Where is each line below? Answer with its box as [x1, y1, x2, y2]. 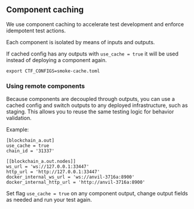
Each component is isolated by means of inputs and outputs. [6, 38, 155, 45]
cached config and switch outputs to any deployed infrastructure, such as [6, 102, 188, 109]
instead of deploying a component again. [6, 56, 107, 63]
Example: [6, 126, 29, 133]
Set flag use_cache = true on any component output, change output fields [6, 190, 188, 197]
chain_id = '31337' [6, 148, 55, 154]
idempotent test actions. [6, 27, 66, 34]
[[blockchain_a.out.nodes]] [6, 158, 76, 165]
